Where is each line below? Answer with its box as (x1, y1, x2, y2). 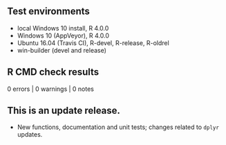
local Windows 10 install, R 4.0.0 (17, 24, 109, 32)
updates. (17, 130, 43, 139)
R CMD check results (7, 66, 100, 78)
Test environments (7, 6, 90, 17)
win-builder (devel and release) (17, 46, 107, 54)
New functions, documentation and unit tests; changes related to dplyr (17, 123, 220, 131)
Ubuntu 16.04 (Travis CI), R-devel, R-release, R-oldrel (17, 38, 169, 47)
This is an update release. (7, 105, 121, 117)
